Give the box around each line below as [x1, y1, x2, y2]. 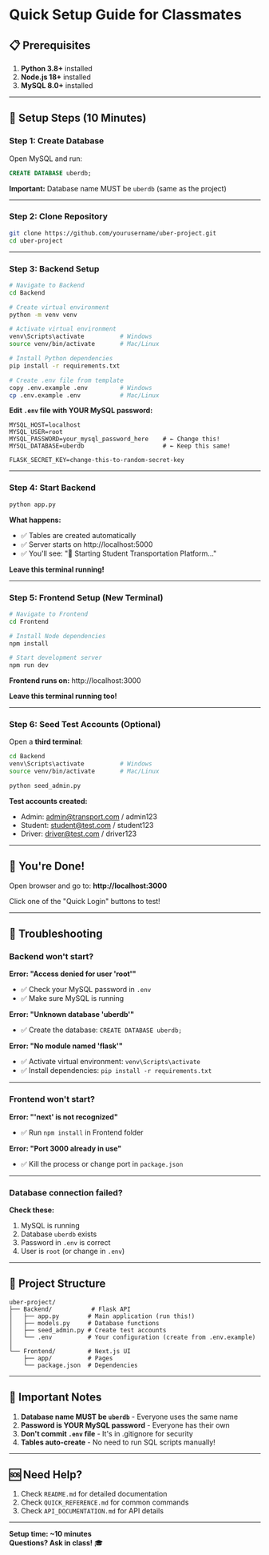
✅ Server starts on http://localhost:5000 [20, 539, 153, 549]
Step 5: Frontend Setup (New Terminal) [9, 592, 164, 603]
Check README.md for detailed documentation [20, 1489, 168, 1499]
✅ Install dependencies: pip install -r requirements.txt [20, 1066, 212, 1075]
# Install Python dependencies [9, 355, 113, 363]
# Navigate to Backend [9, 281, 85, 289]
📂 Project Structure [9, 1277, 106, 1291]
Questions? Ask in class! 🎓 [9, 1538, 103, 1548]
